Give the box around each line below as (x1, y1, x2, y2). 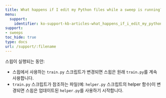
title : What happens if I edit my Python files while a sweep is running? (5, 7, 163, 12)
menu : (5, 12, 16, 17)
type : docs (5, 40, 28, 45)
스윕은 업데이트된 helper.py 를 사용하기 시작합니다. (25, 87, 124, 93)
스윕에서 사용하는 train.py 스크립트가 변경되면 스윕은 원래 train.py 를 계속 (12, 69, 157, 75)
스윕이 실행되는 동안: (5, 58, 45, 64)
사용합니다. (12, 75, 34, 81)
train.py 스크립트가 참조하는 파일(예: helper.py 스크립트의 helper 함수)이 (12, 81, 156, 87)
